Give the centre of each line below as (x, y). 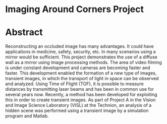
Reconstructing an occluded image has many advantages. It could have (79, 46)
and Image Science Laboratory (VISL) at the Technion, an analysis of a (78, 105)
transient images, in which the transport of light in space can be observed (82, 79)
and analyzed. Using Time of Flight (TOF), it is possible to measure (74, 84)
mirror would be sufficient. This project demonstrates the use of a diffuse (81, 57)
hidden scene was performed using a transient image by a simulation (77, 111)
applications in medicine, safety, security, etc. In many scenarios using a (80, 52)
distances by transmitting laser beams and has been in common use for (79, 89)
